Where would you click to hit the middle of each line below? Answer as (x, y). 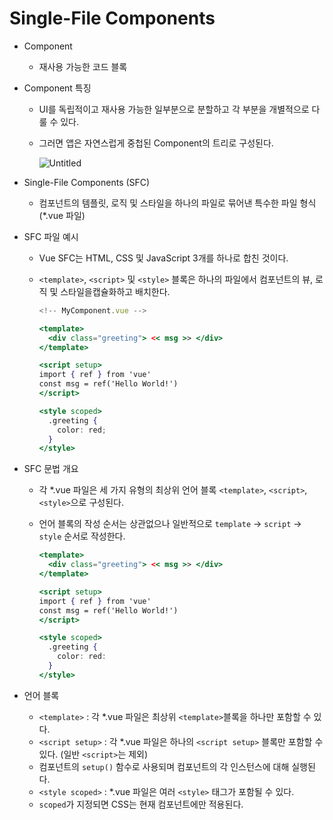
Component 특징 (57, 88)
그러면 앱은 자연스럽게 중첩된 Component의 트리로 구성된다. (156, 143)
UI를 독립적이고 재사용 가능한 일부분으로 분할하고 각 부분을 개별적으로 (174, 109)
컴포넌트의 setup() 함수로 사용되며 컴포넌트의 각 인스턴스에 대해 (164, 766)
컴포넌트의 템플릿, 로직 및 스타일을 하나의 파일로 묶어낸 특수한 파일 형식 (177, 203)
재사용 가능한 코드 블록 (83, 66)
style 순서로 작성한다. (82, 536)
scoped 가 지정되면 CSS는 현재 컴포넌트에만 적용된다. (141, 804)
